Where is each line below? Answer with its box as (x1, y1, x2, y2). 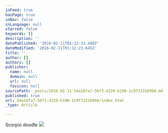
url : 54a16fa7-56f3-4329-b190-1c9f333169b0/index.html (5, 98, 125, 103)
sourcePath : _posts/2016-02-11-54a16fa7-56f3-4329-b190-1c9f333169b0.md (5, 88, 163, 94)
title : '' (5, 50, 27, 55)
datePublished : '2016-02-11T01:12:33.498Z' (5, 41, 100, 46)
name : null (10, 70, 33, 75)
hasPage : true (5, 12, 36, 17)
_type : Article (5, 103, 38, 108)
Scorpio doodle (5, 122, 38, 128)
